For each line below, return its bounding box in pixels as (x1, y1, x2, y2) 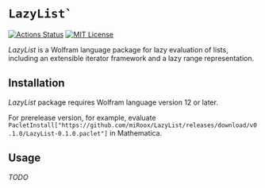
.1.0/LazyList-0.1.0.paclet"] (8, 129, 109, 137)
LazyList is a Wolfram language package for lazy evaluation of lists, (8, 44, 229, 54)
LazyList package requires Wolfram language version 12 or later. (8, 98, 218, 107)
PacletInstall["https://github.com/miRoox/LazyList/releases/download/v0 (8, 121, 258, 129)
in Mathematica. (109, 128, 163, 137)
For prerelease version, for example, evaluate (8, 113, 156, 122)
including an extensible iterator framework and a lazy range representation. (8, 53, 255, 63)
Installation (8, 76, 65, 90)
